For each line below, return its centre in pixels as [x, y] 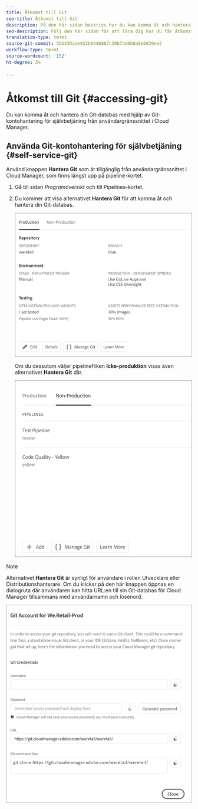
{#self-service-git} [42, 155]
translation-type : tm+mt [37, 37]
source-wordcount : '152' [37, 56]
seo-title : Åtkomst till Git [42, 19]
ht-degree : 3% [24, 62]
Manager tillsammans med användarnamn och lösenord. [75, 596]
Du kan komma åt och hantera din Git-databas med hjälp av [78, 115]
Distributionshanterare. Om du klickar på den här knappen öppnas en [90, 584]
